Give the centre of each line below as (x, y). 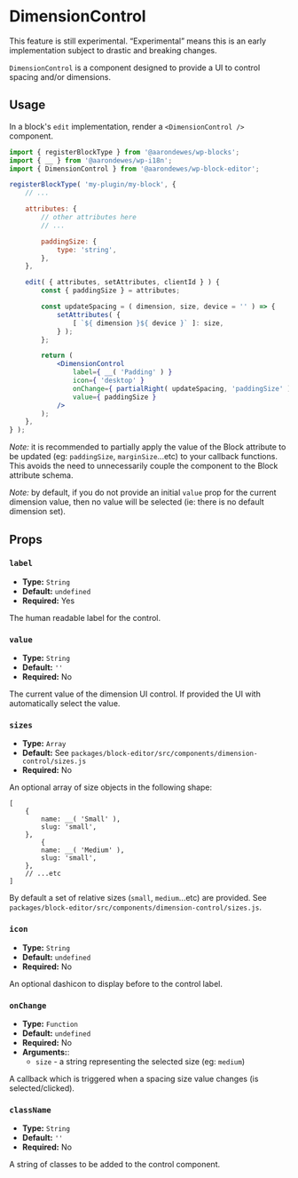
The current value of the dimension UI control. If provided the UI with (135, 694)
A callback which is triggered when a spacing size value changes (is (134, 1079)
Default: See (45, 753)
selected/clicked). (42, 1088)
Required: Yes (48, 601)
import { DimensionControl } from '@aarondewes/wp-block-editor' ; (134, 169)
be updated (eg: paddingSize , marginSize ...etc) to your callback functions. (143, 457)
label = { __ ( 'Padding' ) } (122, 372)
